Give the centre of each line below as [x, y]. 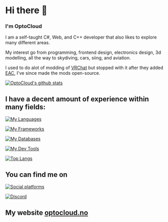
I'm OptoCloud [24, 26]
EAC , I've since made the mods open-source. [53, 73]
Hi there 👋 [26, 10]
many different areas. [27, 43]
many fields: [25, 107]
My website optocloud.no [47, 213]
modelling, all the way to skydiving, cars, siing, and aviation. [68, 58]
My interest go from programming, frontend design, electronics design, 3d [83, 52]
